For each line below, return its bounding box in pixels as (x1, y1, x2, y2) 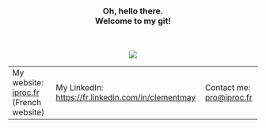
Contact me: (204, 82, 251, 93)
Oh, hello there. (102, 6, 164, 17)
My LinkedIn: (55, 82, 104, 93)
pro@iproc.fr (204, 92, 253, 104)
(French (12, 97, 42, 108)
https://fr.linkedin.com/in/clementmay (55, 92, 196, 104)
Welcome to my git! (94, 15, 172, 26)
